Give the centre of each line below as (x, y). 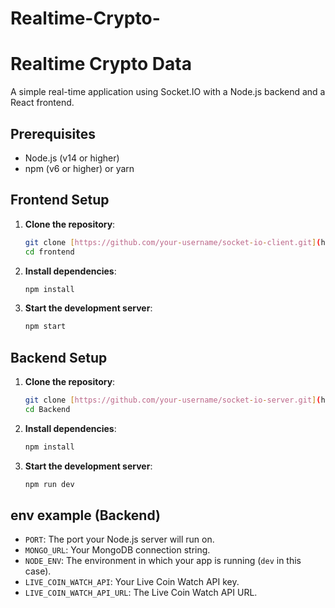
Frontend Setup (60, 200)
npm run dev (49, 484)
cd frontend (49, 252)
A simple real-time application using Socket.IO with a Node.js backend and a (168, 92)
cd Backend (47, 409)
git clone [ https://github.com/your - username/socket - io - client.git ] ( (173, 242)
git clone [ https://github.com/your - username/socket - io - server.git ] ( (173, 400)
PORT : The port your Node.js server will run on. (119, 539)
